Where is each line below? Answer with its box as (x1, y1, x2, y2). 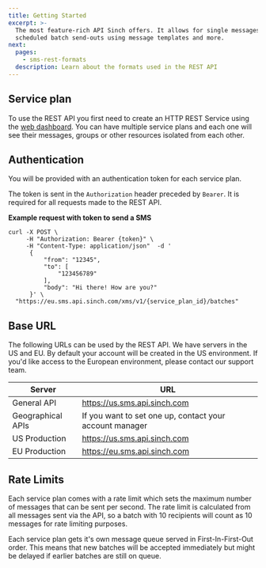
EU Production (12, 446, 66, 457)
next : (8, 41, 26, 49)
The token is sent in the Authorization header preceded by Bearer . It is (8, 189, 240, 199)
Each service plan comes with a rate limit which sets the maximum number (8, 494, 252, 503)
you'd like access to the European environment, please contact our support (8, 357, 254, 366)
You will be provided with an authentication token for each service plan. (8, 174, 242, 184)
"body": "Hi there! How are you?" (43, 284, 158, 292)
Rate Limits (8, 472, 65, 487)
